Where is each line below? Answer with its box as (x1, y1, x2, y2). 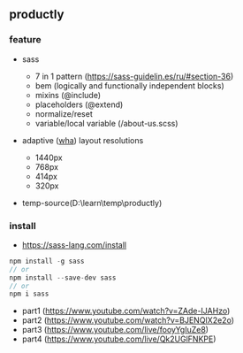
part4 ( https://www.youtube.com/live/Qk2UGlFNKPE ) (21, 334, 216, 344)
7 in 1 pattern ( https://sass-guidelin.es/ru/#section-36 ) (34, 71, 234, 81)
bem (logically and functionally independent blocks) (34, 80, 225, 91)
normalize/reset (34, 108, 93, 119)
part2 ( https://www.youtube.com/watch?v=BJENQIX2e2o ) (21, 315, 235, 326)
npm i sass (9, 289, 49, 299)
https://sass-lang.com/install (21, 239, 126, 250)
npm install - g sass (9, 257, 86, 265)
